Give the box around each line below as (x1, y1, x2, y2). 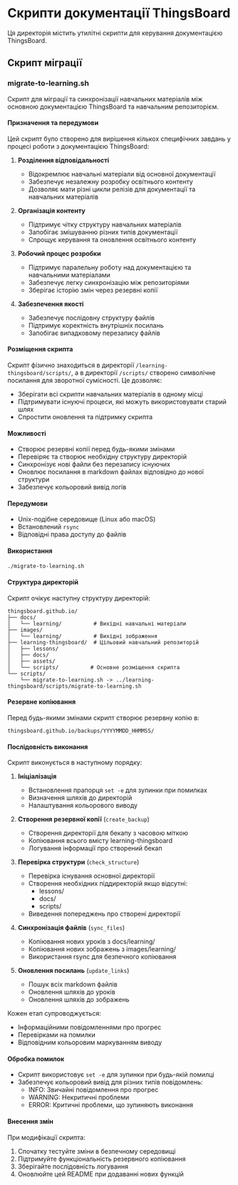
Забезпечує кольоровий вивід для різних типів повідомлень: (17, 1078, 203, 1086)
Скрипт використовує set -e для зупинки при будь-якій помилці (17, 1070, 215, 1079)
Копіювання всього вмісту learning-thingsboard (28, 836, 173, 845)
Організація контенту (17, 206, 86, 215)
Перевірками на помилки (17, 1031, 96, 1039)
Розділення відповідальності (17, 156, 109, 164)
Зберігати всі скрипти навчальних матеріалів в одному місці (17, 390, 203, 399)
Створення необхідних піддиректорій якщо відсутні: (28, 879, 187, 888)
